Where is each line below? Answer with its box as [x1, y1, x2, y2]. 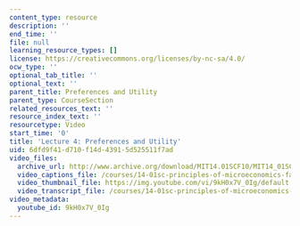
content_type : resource [9, 12, 98, 22]
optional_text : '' [9, 79, 78, 88]
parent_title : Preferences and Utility [9, 87, 158, 96]
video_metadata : [9, 195, 70, 205]
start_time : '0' [9, 129, 70, 138]
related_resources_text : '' [9, 104, 114, 113]
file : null [9, 37, 50, 47]
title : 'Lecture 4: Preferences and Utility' [9, 137, 181, 146]
